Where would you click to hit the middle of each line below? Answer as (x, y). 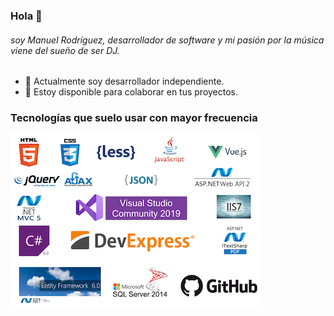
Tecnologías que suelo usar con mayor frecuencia (134, 118)
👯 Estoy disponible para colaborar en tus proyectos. (131, 92)
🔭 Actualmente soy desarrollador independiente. (124, 81)
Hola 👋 (26, 16)
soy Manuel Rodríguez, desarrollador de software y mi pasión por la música (167, 40)
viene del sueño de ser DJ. (65, 50)
